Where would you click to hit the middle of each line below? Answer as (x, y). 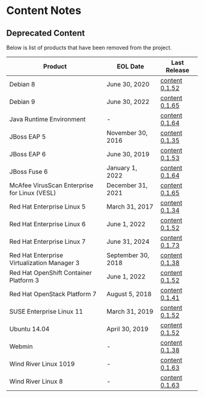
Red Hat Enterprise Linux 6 (48, 224)
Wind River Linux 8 (36, 381)
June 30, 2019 (128, 154)
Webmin (21, 346)
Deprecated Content (46, 33)
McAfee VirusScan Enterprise (52, 185)
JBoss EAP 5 (28, 136)
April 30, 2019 (127, 329)
